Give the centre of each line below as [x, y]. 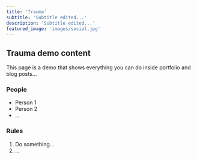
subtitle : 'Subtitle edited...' [47, 17]
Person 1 [26, 102]
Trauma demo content [49, 53]
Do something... [35, 144]
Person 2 [26, 109]
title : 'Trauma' [26, 12]
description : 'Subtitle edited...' [51, 23]
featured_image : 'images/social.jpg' [53, 29]
